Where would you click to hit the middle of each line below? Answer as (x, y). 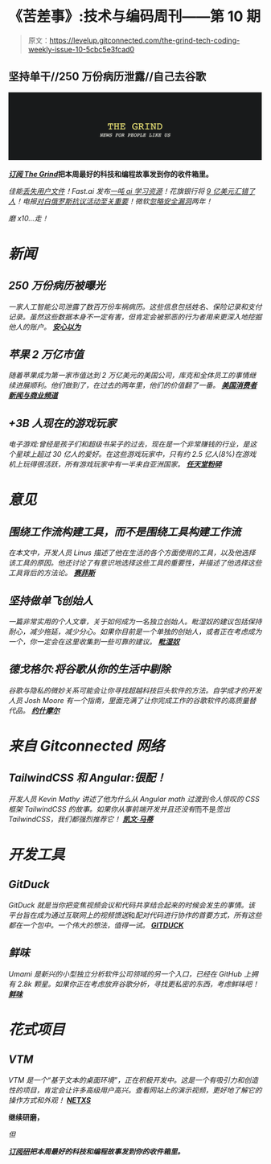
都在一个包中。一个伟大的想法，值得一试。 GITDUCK (96, 925)
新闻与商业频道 (33, 396)
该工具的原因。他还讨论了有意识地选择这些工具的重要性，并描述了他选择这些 (135, 563)
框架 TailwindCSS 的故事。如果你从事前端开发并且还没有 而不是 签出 (119, 808)
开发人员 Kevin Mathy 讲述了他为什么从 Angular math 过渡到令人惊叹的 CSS (134, 799)
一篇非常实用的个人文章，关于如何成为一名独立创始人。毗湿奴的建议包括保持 (135, 622)
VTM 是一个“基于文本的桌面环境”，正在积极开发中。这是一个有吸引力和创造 (133, 1080)
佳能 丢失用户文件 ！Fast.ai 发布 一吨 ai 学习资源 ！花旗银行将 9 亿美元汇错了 (132, 191)
